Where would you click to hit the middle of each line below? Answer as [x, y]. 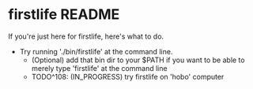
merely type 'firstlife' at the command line [99, 68]
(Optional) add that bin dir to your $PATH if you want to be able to [138, 60]
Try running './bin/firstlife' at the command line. [96, 51]
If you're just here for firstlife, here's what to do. [86, 36]
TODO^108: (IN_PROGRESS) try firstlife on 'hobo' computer [128, 76]
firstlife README [64, 15]
